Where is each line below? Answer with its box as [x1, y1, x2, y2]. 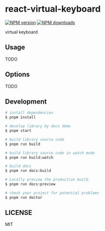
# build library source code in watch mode [5, 150, 95, 155]
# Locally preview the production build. [5, 177, 91, 182]
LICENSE [5, 209, 33, 217]
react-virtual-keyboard [5, 3, 101, 15]
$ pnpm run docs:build [5, 168, 51, 173]
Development [5, 97, 47, 105]
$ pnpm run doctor [5, 195, 42, 200]
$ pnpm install [5, 115, 36, 120]
